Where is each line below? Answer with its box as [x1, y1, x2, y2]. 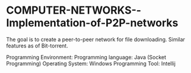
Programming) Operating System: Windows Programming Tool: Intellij [6, 60, 176, 67]
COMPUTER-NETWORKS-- [6, 4, 141, 17]
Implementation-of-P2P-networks [6, 16, 179, 30]
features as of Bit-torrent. [6, 42, 68, 49]
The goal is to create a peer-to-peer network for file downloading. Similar [6, 36, 186, 43]
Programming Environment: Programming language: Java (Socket [6, 53, 167, 61]
